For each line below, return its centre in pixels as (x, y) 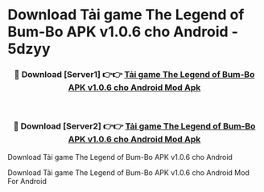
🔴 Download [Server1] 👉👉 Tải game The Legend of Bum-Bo (134, 75)
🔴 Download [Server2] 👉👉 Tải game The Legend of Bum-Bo (134, 126)
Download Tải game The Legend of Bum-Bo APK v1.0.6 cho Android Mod (129, 172)
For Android (27, 181)
